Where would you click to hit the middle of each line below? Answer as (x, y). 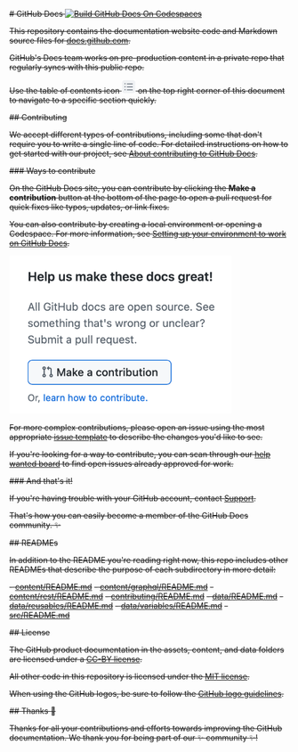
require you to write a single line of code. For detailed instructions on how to (149, 144)
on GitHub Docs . (40, 243)
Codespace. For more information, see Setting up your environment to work (148, 233)
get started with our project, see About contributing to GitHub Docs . (133, 153)
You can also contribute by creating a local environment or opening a (136, 224)
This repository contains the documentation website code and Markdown (144, 31)
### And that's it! (41, 480)
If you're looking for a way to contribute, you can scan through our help (140, 454)
